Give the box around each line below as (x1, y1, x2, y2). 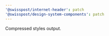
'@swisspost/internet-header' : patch (5, 7, 84, 12)
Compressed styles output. (5, 25, 61, 31)
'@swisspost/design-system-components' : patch (5, 12, 104, 17)
